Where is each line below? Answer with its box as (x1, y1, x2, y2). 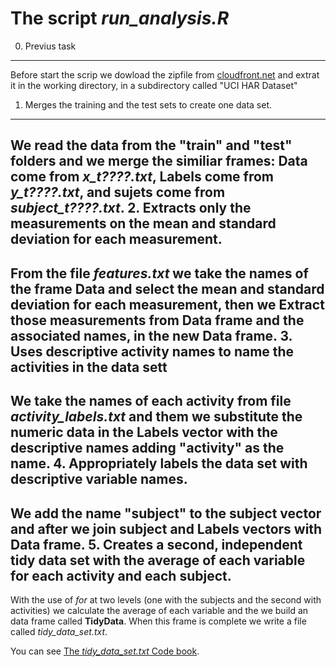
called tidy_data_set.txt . (10, 625, 108, 637)
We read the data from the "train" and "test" (10, 137, 293, 154)
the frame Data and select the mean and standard (10, 280, 325, 297)
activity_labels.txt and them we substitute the (10, 408, 303, 426)
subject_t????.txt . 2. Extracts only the (10, 200, 252, 217)
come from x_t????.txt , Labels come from (10, 168, 274, 186)
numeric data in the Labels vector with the (10, 424, 278, 441)
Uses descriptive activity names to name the (10, 343, 295, 360)
